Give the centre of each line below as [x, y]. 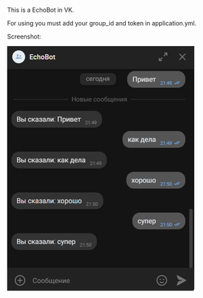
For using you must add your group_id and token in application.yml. [102, 23]
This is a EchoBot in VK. [41, 10]
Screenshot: [24, 36]
